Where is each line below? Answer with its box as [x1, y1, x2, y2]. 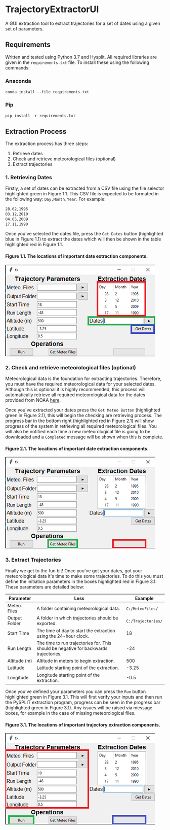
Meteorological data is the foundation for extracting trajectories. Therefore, [5, 375, 162, 382]
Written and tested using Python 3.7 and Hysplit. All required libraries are [5, 54, 157, 60]
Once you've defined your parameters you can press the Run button [5, 688, 146, 695]
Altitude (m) [7, 658, 32, 664]
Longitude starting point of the [36, 672, 100, 678]
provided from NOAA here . [5, 397, 61, 403]
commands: [5, 64, 30, 71]
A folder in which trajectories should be [36, 615, 118, 621]
